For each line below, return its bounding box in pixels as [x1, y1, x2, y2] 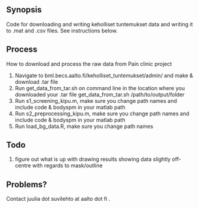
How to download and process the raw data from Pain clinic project [6, 60, 172, 68]
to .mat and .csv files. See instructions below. [6, 27, 118, 34]
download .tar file [14, 78, 59, 85]
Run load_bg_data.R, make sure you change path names [14, 123, 154, 130]
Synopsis [6, 5, 42, 15]
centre [14, 162, 32, 169]
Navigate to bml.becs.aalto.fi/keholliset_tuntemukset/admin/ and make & [14, 72, 193, 79]
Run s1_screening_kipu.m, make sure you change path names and [14, 97, 177, 104]
